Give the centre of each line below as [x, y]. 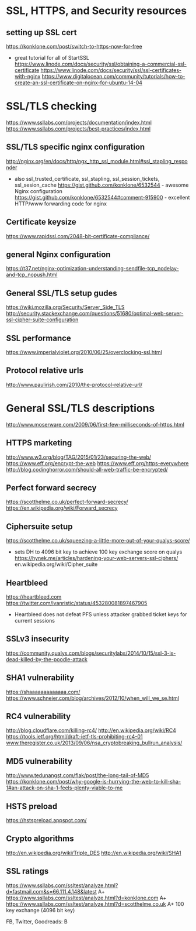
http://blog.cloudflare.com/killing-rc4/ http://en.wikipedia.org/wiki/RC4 [91, 730]
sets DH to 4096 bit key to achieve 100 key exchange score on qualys [98, 552]
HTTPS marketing [39, 443]
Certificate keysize [41, 222]
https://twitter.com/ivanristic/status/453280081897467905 [77, 603]
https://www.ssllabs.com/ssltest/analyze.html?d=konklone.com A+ [86, 898]
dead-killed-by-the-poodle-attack [47, 659]
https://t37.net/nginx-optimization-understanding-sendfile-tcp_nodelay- [92, 269]
